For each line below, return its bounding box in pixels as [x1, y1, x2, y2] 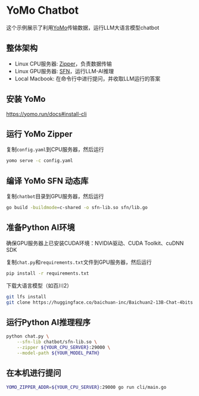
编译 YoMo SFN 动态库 [6, 176, 89, 186]
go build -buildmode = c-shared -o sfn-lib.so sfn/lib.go [6, 205, 148, 211]
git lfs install [6, 294, 46, 300]
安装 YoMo [6, 94, 46, 104]
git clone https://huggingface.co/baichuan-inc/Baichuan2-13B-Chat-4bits [6, 299, 194, 305]
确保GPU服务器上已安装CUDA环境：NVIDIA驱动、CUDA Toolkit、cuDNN [6, 239, 184, 247]
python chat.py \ [6, 333, 49, 339]
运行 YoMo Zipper [6, 129, 73, 139]
